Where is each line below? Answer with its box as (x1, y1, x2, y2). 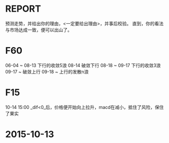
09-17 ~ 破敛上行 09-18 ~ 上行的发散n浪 (5, 68, 89, 75)
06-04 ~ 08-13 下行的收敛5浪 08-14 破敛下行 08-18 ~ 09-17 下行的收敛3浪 (5, 62, 161, 68)
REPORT (5, 3, 42, 15)
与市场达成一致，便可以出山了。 (5, 26, 72, 33)
